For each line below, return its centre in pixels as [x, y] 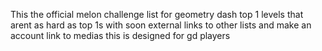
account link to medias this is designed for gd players [120, 35]
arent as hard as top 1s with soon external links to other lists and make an [161, 25]
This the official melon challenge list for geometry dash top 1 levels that [157, 14]
